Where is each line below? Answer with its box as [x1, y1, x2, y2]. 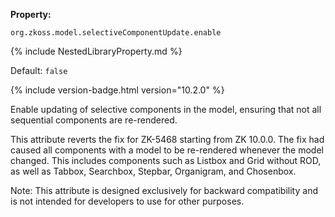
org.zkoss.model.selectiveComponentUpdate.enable [10, 28, 222, 38]
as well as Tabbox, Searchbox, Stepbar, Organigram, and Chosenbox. [10, 165, 297, 177]
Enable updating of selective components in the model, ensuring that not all [10, 104, 322, 115]
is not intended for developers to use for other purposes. [10, 195, 245, 207]
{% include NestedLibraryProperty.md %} [10, 45, 183, 57]
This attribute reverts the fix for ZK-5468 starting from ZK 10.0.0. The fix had [10, 134, 325, 145]
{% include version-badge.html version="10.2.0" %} [10, 84, 225, 96]
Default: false [10, 65, 68, 76]
